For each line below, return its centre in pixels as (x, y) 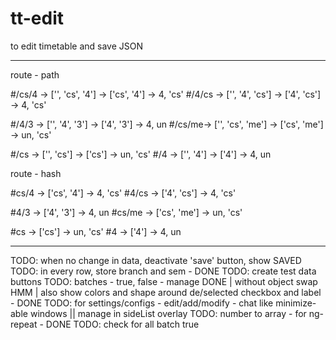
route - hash (36, 173)
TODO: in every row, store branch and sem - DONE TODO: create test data (163, 271)
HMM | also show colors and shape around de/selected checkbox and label (166, 292)
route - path (35, 74)
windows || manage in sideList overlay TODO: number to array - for (168, 313)
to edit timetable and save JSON (76, 46)
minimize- (296, 303)
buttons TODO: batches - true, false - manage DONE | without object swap (164, 281)
